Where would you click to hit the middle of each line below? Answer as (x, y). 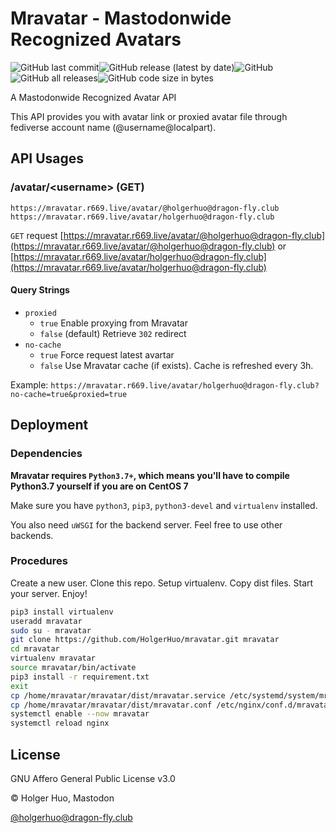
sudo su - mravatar (51, 630)
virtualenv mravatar (53, 658)
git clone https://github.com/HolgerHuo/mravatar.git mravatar (145, 640)
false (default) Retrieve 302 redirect (113, 333)
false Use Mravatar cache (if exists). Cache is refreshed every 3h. (176, 365)
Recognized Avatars (96, 39)
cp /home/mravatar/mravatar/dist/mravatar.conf (111, 705)
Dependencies (46, 454)
